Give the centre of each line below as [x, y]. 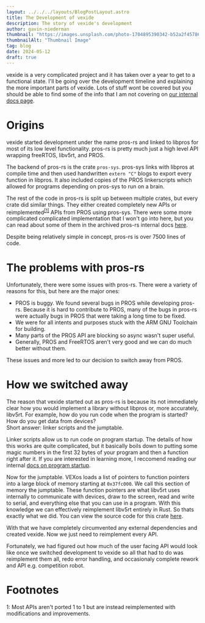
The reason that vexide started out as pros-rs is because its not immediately [102, 402]
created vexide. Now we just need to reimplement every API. [82, 535]
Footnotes [33, 590]
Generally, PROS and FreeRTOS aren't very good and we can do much [103, 342]
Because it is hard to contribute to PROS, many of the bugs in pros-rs [110, 310]
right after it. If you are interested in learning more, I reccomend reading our [101, 459]
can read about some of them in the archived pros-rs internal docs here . [97, 225]
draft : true [21, 57]
